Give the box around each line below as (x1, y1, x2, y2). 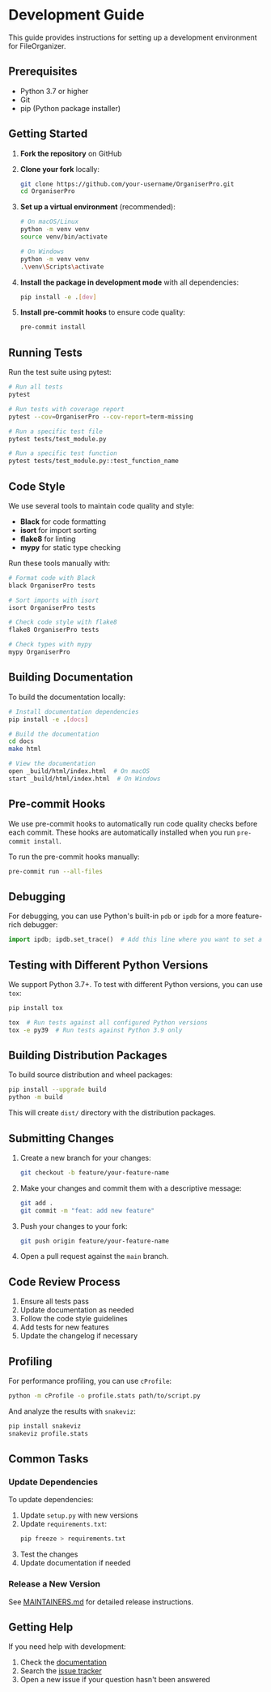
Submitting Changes (8, 1132, 115, 1145)
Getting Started (8, 127, 88, 141)
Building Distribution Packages (8, 1048, 167, 1062)
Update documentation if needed (19, 1558, 131, 1568)
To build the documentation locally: (8, 692, 125, 702)
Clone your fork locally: (19, 164, 100, 174)
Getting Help (8, 1620, 74, 1634)
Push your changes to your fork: (19, 1221, 128, 1230)
